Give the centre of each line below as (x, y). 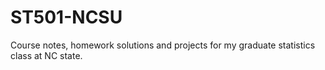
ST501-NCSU (66, 17)
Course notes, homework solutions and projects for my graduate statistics (163, 45)
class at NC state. (46, 55)
